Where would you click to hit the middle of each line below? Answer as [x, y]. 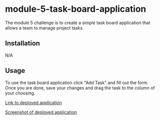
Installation [23, 44]
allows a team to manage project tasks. [45, 28]
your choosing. [20, 93]
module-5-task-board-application [76, 9]
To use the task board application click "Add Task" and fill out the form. [77, 83]
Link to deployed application [34, 102]
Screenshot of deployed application [41, 112]
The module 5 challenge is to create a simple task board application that [78, 23]
